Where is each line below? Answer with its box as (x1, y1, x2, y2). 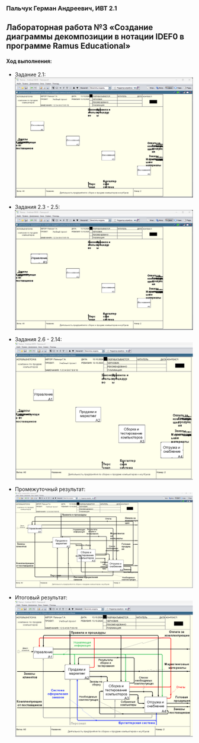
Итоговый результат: (14, 593, 68, 601)
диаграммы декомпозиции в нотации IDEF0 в (6, 31, 185, 42)
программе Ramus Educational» (6, 41, 131, 51)
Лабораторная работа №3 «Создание (6, 23, 153, 33)
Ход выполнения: (6, 58, 52, 65)
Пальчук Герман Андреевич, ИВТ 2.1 (6, 4, 117, 12)
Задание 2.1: (14, 71, 46, 78)
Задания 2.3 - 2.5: (14, 203, 60, 210)
